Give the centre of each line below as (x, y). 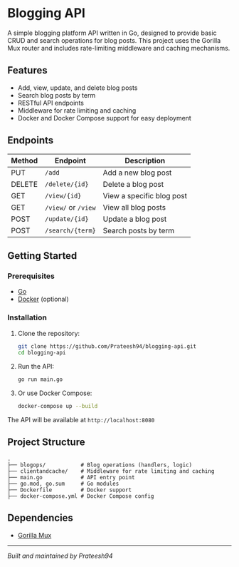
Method (25, 160)
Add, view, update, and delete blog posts (78, 88)
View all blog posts (134, 207)
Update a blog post (135, 219)
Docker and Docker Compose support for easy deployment (105, 118)
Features (27, 70)
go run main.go (40, 379)
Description (145, 160)
